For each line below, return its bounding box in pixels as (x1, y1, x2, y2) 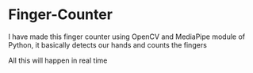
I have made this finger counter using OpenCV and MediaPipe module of (8, 32, 246, 41)
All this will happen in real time (8, 56, 108, 65)
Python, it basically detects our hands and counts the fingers (8, 40, 208, 49)
